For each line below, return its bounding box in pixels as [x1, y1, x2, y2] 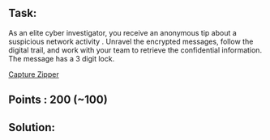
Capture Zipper [8, 69, 59, 79]
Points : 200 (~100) [8, 93, 108, 107]
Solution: [8, 121, 55, 134]
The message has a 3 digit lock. [8, 53, 115, 63]
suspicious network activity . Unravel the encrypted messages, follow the [8, 36, 254, 46]
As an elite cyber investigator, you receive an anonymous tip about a [8, 28, 237, 37]
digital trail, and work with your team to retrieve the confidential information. [8, 45, 262, 55]
